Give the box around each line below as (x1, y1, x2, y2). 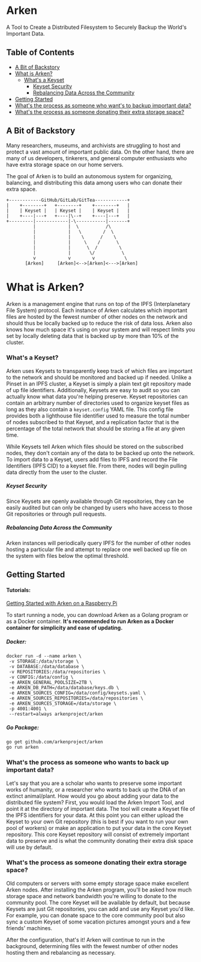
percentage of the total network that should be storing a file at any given (6, 425, 185, 432)
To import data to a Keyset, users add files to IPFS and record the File (6, 455, 178, 463)
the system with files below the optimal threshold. (6, 552, 129, 559)
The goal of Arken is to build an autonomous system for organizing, (6, 172, 173, 180)
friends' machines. (6, 924, 53, 931)
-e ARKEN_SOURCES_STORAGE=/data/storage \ (8, 701, 117, 707)
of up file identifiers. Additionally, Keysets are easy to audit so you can (6, 386, 180, 393)
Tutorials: (6, 586, 31, 593)
